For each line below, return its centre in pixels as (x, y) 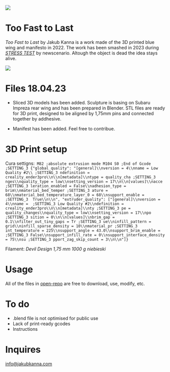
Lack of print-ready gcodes (41, 324)
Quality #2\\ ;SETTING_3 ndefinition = (48, 173)
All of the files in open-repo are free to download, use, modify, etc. (75, 283)
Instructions (25, 329)
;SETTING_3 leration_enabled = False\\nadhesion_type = (66, 186)
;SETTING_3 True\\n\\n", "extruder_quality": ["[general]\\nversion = (83, 199)
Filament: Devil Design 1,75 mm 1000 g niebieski (55, 249)
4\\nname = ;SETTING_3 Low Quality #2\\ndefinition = (65, 204)
